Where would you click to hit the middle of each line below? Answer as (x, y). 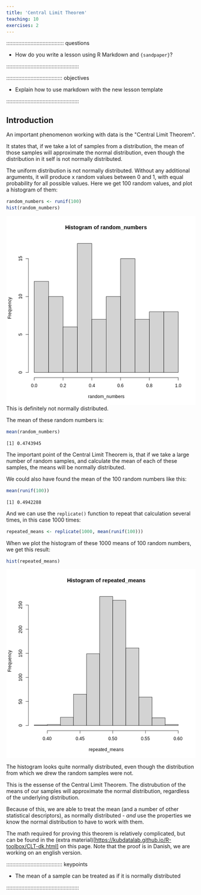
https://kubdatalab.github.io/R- (133, 840)
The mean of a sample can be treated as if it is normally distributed (98, 876)
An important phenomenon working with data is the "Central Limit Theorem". (101, 134)
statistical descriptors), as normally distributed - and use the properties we (99, 816)
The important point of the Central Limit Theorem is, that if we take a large (98, 454)
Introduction (30, 120)
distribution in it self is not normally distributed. (64, 159)
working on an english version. (44, 853)
